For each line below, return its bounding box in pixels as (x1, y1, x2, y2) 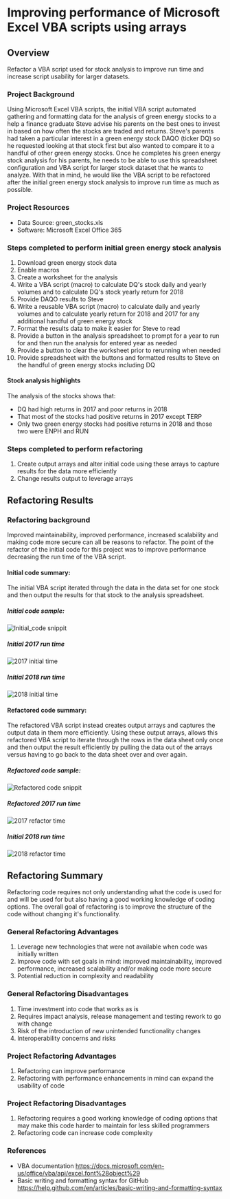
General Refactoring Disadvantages (7, 989, 129, 999)
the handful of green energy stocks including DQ (16, 360, 156, 369)
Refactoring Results (7, 494, 94, 506)
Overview (7, 47, 50, 58)
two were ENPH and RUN (16, 427, 89, 435)
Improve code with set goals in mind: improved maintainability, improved (16, 958, 222, 966)
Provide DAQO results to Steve (16, 294, 104, 303)
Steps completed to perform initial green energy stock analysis (7, 243, 222, 252)
